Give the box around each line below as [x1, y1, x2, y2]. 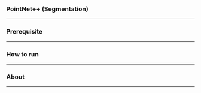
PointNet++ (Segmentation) [6, 5, 89, 13]
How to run [6, 50, 39, 58]
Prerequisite [6, 28, 43, 36]
